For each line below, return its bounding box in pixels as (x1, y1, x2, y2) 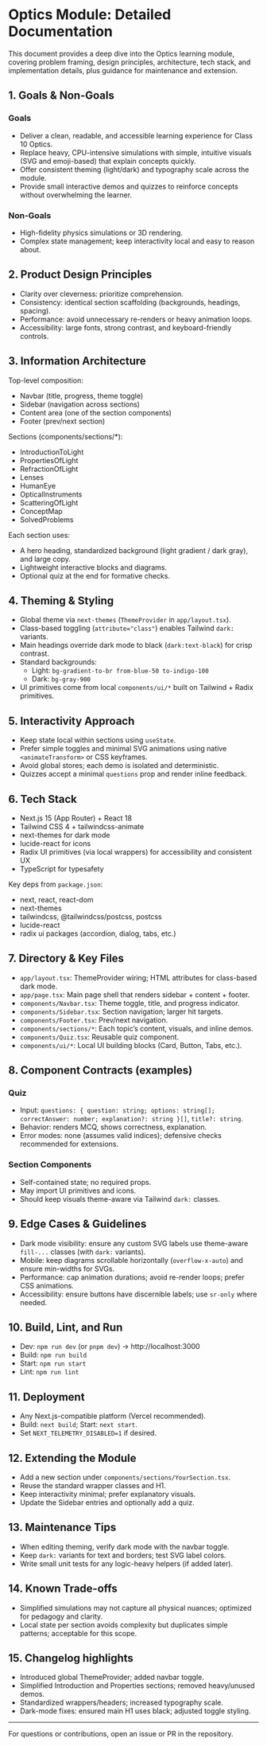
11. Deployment (8, 1390, 85, 1404)
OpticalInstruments (19, 489, 83, 499)
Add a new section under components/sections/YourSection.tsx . (19, 1472, 231, 1482)
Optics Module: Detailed (8, 6, 172, 24)
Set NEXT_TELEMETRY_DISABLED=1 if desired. (19, 1428, 157, 1438)
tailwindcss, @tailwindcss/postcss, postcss (19, 911, 162, 921)
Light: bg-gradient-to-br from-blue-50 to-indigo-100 (31, 666, 209, 676)
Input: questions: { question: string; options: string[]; (19, 1105, 216, 1115)
